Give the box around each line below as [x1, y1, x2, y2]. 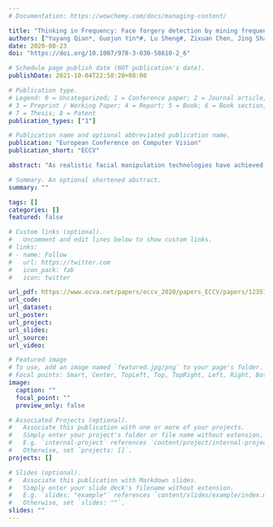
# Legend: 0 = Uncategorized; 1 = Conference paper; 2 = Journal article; [8, 94, 267, 102]
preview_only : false [15, 401, 85, 410]
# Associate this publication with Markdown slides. [8, 476, 198, 485]
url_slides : [8, 326, 49, 334]
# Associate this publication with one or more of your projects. [8, 424, 245, 432]
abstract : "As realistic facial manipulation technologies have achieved [8, 161, 264, 169]
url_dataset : [8, 303, 53, 312]
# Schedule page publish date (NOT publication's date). [8, 64, 206, 72]
